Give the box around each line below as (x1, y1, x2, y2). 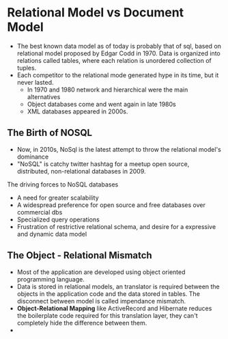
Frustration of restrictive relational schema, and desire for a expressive (16, 222, 216, 230)
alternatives (27, 92, 61, 100)
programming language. (16, 275, 85, 283)
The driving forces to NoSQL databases (7, 180, 119, 189)
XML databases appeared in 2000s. (27, 107, 128, 116)
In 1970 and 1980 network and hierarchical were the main (27, 85, 188, 94)
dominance (16, 152, 49, 161)
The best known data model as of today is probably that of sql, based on (16, 42, 222, 50)
